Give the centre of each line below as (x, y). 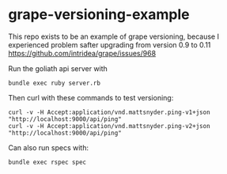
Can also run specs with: (49, 147)
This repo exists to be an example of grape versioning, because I (114, 36)
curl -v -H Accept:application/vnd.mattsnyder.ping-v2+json (110, 126)
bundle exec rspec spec (47, 162)
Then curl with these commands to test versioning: (91, 97)
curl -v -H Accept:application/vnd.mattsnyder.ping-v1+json (110, 112)
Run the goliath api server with (58, 68)
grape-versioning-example (99, 15)
